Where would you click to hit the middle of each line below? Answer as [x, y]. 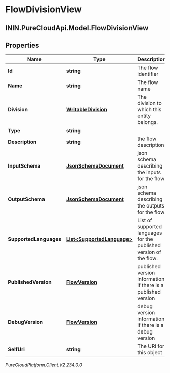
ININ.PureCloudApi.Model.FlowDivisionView [77, 28]
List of [145, 220]
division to [150, 103]
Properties [22, 45]
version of [149, 252]
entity [144, 116]
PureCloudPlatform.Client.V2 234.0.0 [44, 365]
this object [150, 353]
